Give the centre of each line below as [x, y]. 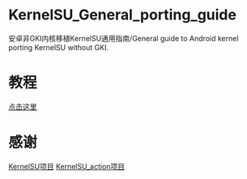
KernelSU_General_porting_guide [123, 15]
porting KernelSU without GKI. [59, 47]
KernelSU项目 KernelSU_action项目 [67, 166]
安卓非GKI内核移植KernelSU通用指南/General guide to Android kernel [123, 38]
